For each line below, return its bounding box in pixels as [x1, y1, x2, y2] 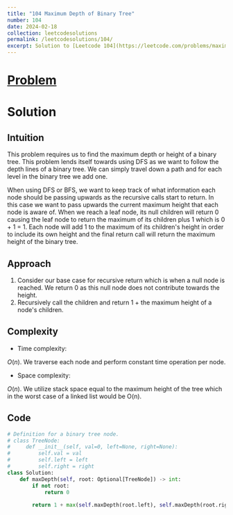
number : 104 [7, 17, 42, 24]
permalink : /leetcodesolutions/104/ [7, 36, 113, 43]
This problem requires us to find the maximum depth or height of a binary [7, 150, 217, 158]
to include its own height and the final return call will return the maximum [7, 230, 216, 238]
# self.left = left [7, 457, 89, 464]
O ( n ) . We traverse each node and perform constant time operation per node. [7, 357, 226, 366]
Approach [7, 258, 51, 270]
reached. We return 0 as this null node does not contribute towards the [17, 284, 220, 292]
